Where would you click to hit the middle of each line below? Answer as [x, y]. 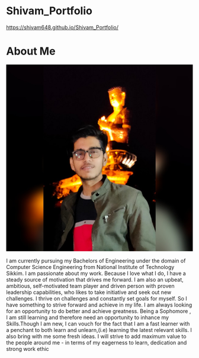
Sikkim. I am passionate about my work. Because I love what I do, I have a [96, 273]
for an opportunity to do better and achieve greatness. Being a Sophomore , [99, 311]
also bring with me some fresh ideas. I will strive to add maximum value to [96, 336]
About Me [31, 51]
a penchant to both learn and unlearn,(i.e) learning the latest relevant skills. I [99, 330]
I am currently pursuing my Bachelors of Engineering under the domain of [96, 260]
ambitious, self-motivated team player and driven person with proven [90, 286]
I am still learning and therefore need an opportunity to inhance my [88, 317]
